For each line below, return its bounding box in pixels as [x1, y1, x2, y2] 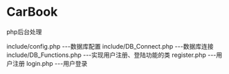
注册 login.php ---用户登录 [12, 59, 88, 67]
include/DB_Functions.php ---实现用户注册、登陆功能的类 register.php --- [6, 51, 217, 59]
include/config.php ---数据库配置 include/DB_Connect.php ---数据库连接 [6, 42, 214, 50]
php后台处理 [6, 27, 42, 36]
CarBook [6, 4, 58, 20]
